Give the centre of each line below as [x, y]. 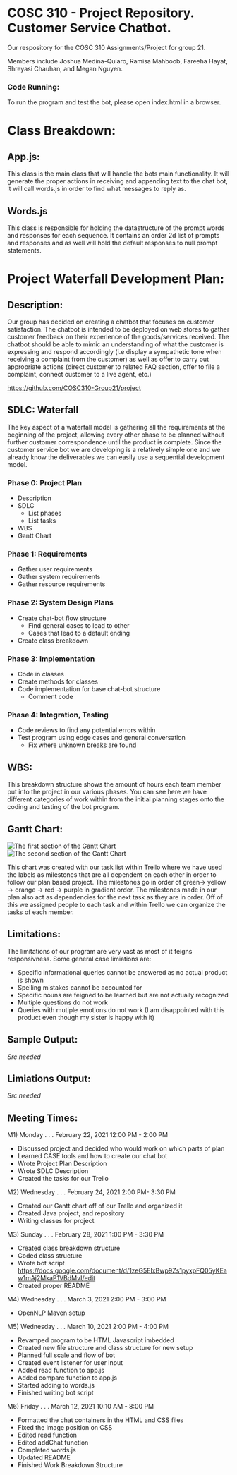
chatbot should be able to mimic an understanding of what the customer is [116, 344]
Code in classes [41, 674]
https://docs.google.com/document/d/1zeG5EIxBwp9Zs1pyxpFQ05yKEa [122, 1270]
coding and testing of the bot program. [63, 807]
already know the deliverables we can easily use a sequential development [116, 457]
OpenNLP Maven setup [51, 1313]
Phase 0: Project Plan [45, 482]
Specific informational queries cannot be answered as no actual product [122, 972]
